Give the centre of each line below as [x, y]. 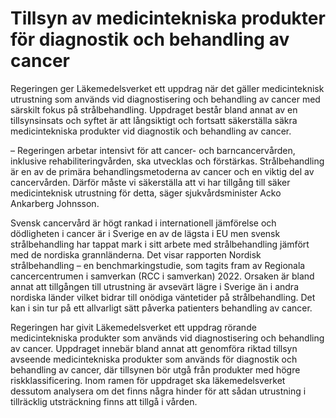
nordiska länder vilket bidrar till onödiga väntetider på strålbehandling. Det [163, 297]
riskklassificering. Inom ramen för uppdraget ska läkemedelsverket [148, 380]
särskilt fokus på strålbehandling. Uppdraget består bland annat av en [154, 109]
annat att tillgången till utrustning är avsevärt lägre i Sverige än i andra [154, 286]
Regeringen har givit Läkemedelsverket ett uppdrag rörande [133, 327]
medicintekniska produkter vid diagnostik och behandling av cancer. [151, 131]
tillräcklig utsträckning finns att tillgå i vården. [104, 401]
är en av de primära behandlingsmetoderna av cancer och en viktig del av [162, 171]
